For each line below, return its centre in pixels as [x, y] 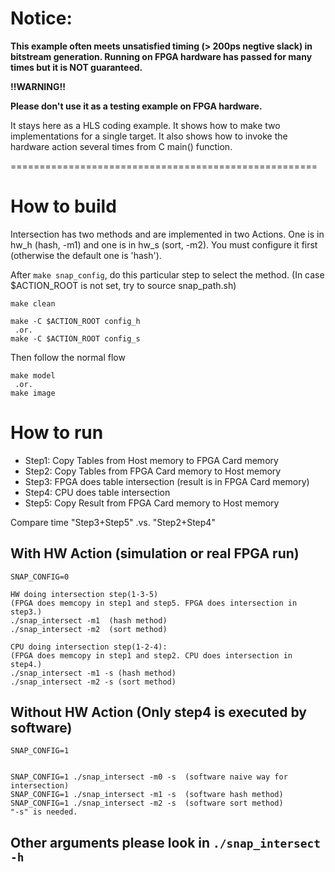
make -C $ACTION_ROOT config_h [75, 321]
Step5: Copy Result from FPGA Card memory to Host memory [152, 503]
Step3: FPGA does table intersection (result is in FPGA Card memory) [167, 481]
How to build [63, 206]
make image [33, 393]
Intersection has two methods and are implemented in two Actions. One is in [167, 234]
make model [33, 375]
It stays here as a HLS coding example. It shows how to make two [145, 125]
